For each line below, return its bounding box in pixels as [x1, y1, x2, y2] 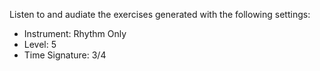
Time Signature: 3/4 [23, 49, 107, 61]
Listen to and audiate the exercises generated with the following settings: [9, 9, 311, 20]
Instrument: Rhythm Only [23, 28, 127, 39]
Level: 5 [23, 39, 57, 50]
